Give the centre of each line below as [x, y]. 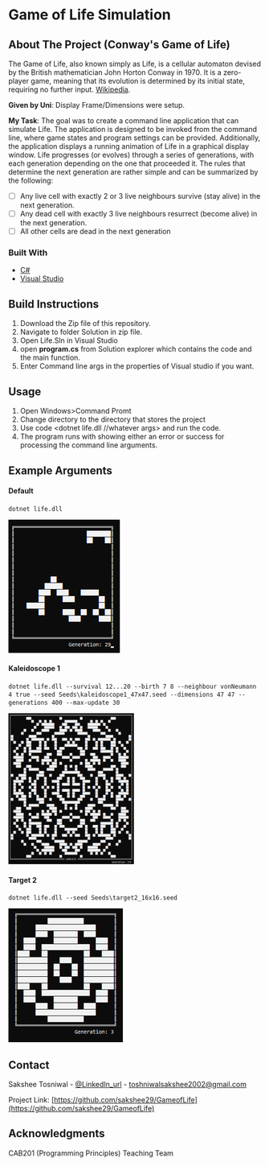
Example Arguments [60, 470]
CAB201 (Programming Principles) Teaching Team [91, 1153]
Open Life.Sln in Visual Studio [69, 340]
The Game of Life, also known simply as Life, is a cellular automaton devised [135, 64]
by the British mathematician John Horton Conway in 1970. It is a [115, 72]
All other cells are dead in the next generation [95, 232]
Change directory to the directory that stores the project [113, 419]
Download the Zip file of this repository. [85, 323]
